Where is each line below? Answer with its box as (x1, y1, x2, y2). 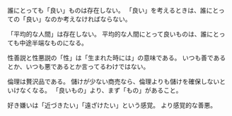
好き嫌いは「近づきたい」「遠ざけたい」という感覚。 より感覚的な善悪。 (7, 101, 217, 109)
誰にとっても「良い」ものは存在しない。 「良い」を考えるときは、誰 (7, 6, 207, 14)
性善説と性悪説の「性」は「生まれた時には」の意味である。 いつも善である (7, 53, 226, 62)
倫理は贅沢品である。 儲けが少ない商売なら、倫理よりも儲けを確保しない (7, 77, 220, 86)
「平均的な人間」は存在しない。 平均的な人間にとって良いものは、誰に (7, 30, 214, 38)
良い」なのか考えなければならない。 (25, 15, 132, 23)
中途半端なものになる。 (19, 39, 88, 47)
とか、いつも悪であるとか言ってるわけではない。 (7, 63, 150, 70)
